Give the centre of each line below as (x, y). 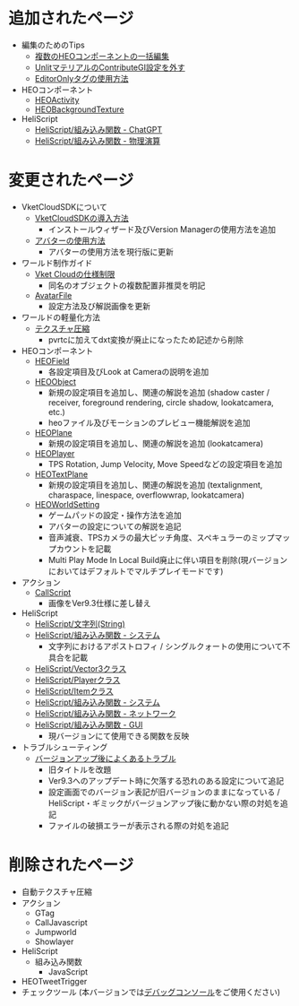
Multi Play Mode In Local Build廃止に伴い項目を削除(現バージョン (168, 559)
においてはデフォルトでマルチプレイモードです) (136, 571)
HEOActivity (57, 100)
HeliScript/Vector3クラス (81, 668)
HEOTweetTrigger (54, 981)
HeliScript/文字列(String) (80, 623)
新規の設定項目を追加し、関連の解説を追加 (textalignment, (155, 484)
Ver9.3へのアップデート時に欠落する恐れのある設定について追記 (166, 780)
